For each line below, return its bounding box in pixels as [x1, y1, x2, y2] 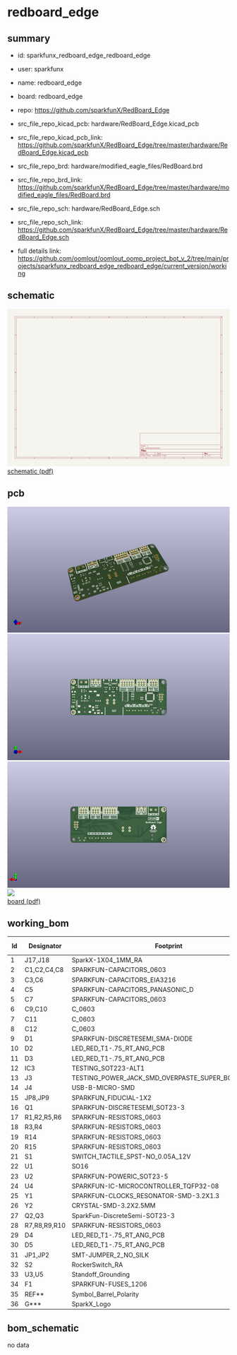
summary [7, 32, 51, 45]
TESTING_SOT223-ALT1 [71, 1064, 145, 1072]
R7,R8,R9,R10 [24, 1221, 66, 1229]
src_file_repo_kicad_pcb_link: [17, 134, 103, 141]
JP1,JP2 [24, 1250, 49, 1259]
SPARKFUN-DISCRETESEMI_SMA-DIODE [71, 1034, 193, 1043]
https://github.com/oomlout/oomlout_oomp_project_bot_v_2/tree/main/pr [17, 254, 229, 262]
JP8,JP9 [24, 1093, 49, 1102]
